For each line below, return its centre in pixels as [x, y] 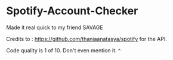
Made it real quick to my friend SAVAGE [55, 27]
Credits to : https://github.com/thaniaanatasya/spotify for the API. [86, 39]
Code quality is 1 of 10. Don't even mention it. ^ [64, 50]
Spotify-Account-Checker [72, 11]
